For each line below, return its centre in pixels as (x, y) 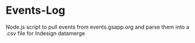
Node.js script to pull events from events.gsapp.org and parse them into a (97, 27)
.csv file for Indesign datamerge (45, 33)
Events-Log (35, 10)
